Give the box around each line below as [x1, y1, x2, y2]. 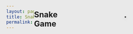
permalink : [6, 19, 33, 25]
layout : [6, 8, 26, 14]
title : [6, 14, 23, 20]
